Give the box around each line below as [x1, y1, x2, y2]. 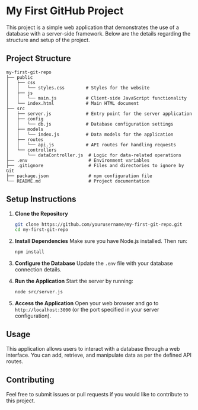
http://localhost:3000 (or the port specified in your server [14, 306, 159, 313]
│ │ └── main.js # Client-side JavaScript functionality [6, 95, 187, 101]
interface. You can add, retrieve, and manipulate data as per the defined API [6, 351, 191, 358]
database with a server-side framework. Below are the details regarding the [6, 30, 191, 37]
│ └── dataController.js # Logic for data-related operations [6, 152, 182, 158]
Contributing [6, 375, 55, 385]
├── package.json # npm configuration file [6, 173, 152, 179]
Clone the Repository [14, 210, 68, 217]
